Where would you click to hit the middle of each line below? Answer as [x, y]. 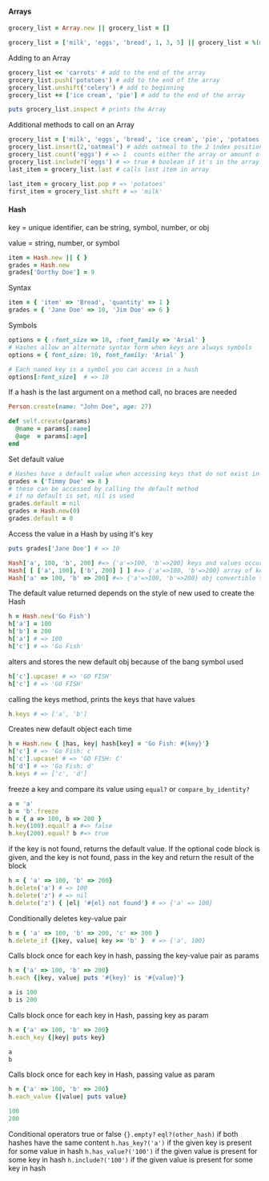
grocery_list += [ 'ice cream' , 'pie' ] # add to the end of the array [127, 95]
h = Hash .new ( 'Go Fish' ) [50, 617]
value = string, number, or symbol [64, 243]
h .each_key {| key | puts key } [57, 1037]
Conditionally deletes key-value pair [67, 918]
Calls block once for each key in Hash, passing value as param [112, 1074]
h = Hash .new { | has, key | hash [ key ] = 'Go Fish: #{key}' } [109, 744]
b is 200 [23, 1000]
